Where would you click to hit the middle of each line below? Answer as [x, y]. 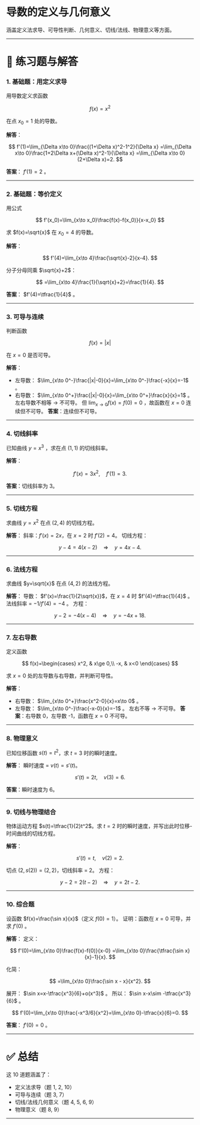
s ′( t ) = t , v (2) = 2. [100, 858]
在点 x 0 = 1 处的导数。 [33, 121]
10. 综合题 [20, 904]
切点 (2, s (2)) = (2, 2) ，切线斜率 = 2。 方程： [60, 870]
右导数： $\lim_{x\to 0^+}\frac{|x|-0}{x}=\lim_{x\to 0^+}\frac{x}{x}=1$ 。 [104, 395]
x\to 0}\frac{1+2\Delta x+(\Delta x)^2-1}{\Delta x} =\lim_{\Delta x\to [96, 153]
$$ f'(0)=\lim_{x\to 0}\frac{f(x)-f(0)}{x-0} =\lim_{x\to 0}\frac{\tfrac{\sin [97, 951]
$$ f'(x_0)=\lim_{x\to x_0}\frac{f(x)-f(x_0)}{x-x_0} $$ [100, 220]
